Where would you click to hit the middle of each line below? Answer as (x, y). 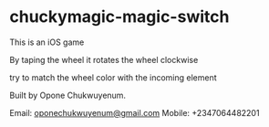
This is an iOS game (47, 42)
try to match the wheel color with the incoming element (113, 77)
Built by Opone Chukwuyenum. (67, 95)
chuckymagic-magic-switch (119, 17)
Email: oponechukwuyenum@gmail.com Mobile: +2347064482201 (134, 112)
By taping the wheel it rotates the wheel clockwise (104, 59)
